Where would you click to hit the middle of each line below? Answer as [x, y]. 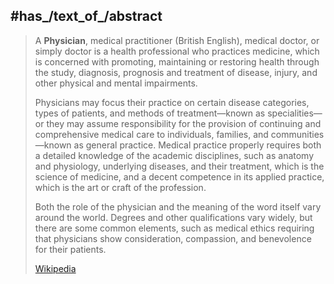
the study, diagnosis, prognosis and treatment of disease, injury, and [176, 72]
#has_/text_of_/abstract [86, 16]
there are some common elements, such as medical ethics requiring [174, 228]
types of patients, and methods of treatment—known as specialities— [178, 113]
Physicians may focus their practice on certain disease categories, [172, 102]
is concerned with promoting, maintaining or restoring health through [177, 61]
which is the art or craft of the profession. [120, 187]
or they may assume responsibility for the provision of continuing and [178, 123]
